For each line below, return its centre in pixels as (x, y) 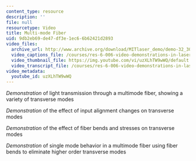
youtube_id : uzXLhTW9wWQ (41, 76)
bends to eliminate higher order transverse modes (66, 152)
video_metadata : (26, 71)
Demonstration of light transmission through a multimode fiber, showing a (94, 93)
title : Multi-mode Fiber (36, 33)
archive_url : (27, 50)
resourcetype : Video (31, 28)
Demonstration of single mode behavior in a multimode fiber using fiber (92, 146)
